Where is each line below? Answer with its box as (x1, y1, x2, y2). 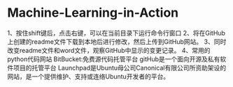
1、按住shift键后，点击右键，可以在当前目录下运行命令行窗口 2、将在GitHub (7, 29, 226, 37)
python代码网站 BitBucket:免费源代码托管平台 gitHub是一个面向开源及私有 (7, 54, 220, 63)
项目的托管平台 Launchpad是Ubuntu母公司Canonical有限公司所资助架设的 (13, 63, 226, 72)
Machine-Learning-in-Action (7, 5, 179, 21)
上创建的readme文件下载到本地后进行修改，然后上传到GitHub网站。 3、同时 (7, 37, 227, 46)
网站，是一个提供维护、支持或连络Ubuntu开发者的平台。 (7, 72, 170, 81)
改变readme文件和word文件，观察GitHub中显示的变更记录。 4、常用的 (7, 46, 211, 54)
